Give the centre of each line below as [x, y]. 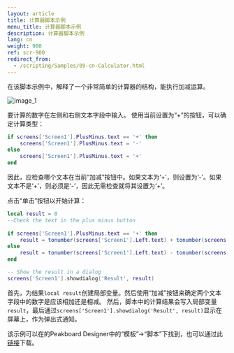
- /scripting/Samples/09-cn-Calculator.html [79, 66]
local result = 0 [32, 214]
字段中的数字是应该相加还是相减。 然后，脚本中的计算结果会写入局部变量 [112, 301]
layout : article [31, 14]
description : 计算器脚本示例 [46, 33]
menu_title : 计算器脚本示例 [44, 27]
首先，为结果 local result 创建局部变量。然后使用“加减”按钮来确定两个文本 [115, 293]
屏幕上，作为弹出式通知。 [44, 319]
